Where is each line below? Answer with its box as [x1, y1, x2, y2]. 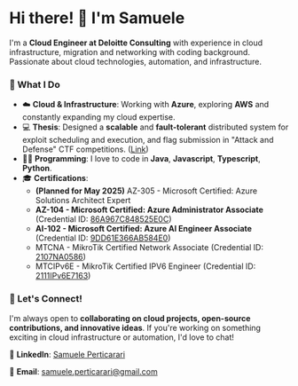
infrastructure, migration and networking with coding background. [9, 46, 251, 57]
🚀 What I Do [9, 78, 60, 91]
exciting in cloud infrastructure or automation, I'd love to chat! [9, 332, 235, 343]
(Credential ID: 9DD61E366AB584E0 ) [35, 232, 171, 243]
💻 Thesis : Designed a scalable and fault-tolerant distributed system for [21, 122, 289, 132]
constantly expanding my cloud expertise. [21, 112, 176, 122]
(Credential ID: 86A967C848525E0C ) [35, 214, 172, 225]
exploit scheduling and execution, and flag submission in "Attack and [21, 135, 274, 146]
